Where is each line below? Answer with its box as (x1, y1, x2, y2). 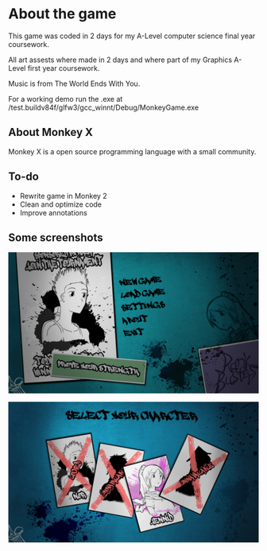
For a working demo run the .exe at (8, 94, 123, 103)
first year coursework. (27, 63, 100, 72)
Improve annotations (19, 208, 87, 217)
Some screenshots (8, 231, 103, 244)
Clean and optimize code (19, 200, 102, 209)
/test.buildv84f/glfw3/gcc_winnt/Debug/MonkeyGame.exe (8, 103, 199, 112)
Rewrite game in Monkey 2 (19, 191, 107, 200)
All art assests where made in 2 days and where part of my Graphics (8, 55, 233, 64)
